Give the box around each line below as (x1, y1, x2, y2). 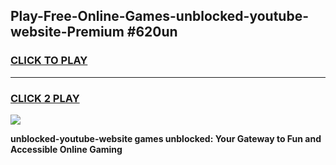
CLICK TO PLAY (10, 54, 88, 68)
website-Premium (10, 24, 125, 41)
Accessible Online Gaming (10, 143, 123, 155)
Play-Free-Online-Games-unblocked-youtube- (10, 8, 309, 25)
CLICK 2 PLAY (10, 91, 80, 105)
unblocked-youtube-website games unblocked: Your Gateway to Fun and (10, 132, 322, 144)
